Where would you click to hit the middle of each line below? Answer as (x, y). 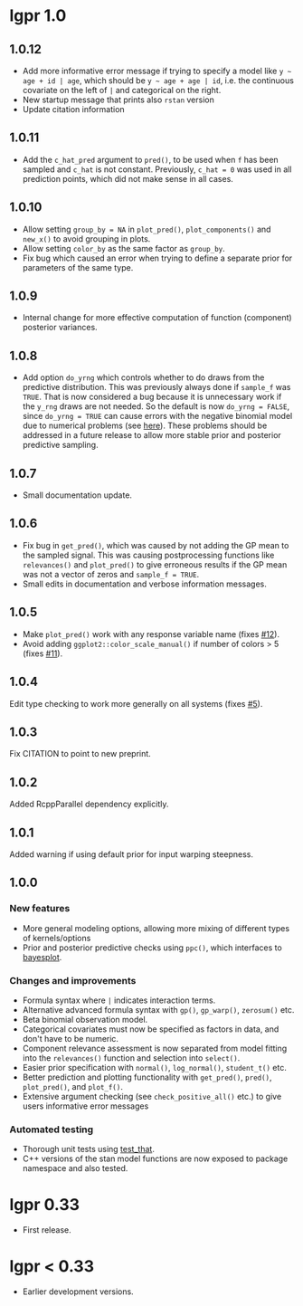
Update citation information (73, 109)
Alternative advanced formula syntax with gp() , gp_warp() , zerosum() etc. (158, 1009)
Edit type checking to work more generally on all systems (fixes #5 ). (136, 703)
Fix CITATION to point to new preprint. (80, 754)
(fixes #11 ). (43, 653)
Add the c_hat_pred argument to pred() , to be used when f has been (150, 159)
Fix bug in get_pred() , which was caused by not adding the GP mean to (156, 545)
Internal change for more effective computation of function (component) (157, 318)
